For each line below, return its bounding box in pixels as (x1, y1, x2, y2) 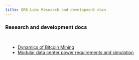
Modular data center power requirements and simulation (17, 49, 134, 55)
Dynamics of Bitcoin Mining (17, 44, 74, 50)
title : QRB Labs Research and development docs (5, 7, 107, 12)
